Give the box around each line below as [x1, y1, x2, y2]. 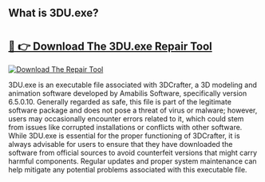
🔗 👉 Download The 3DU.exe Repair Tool [8, 39, 213, 53]
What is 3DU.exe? [8, 6, 99, 20]
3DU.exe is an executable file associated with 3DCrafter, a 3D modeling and [8, 80, 258, 89]
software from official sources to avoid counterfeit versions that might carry [8, 148, 258, 157]
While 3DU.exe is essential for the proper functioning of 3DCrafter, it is [8, 131, 241, 140]
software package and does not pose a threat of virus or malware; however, [8, 105, 258, 115]
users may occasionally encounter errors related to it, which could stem [8, 114, 244, 123]
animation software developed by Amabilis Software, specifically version [8, 89, 247, 98]
